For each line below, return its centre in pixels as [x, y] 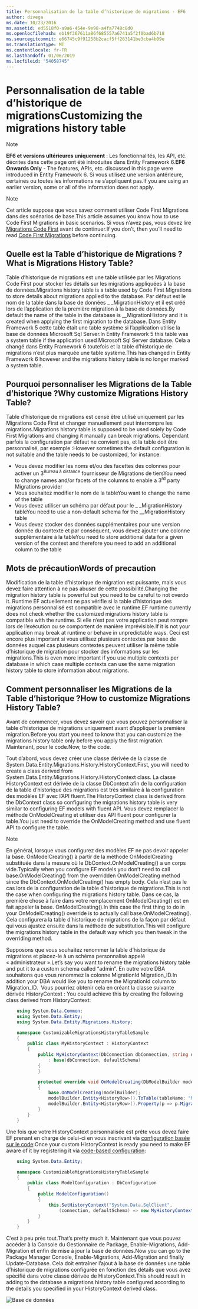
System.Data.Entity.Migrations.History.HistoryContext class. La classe [91, 777]
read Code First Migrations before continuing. [62, 235]
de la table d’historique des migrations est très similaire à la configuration [95, 790]
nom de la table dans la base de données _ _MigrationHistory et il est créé [96, 303]
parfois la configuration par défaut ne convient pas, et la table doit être [92, 442]
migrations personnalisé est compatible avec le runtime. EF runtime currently [99, 607]
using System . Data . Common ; [50, 1011]
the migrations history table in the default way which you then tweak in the [97, 932]
